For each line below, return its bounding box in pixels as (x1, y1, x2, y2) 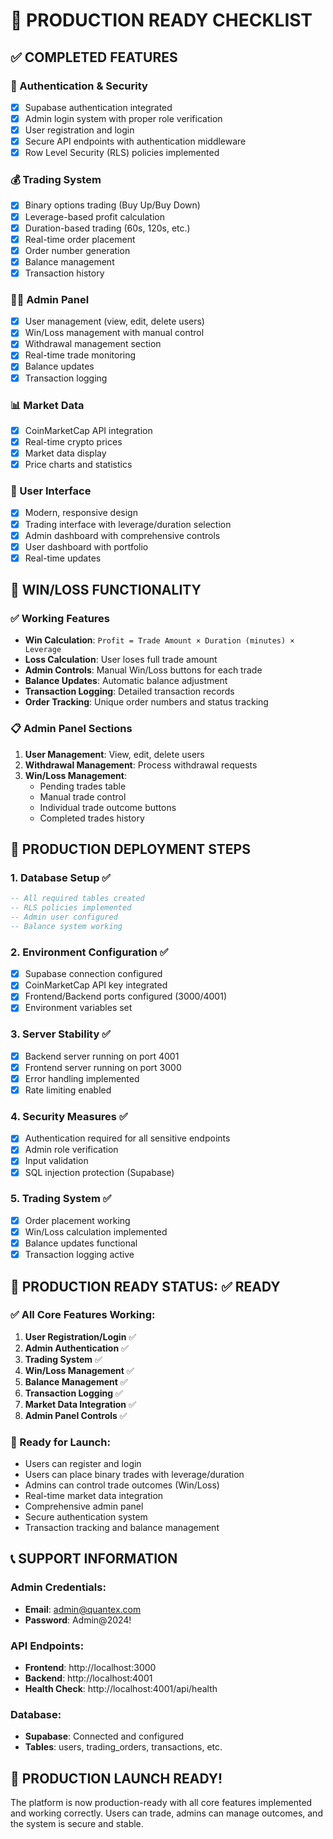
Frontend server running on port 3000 (24, 1061, 182, 1073)
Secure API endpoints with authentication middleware (24, 135, 247, 148)
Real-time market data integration (24, 1490, 164, 1502)
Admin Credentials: (10, 1580, 107, 1594)
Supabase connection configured (24, 968, 163, 980)
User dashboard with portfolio (24, 540, 149, 553)
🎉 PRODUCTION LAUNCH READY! (10, 1770, 223, 1787)
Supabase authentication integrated (24, 101, 173, 113)
